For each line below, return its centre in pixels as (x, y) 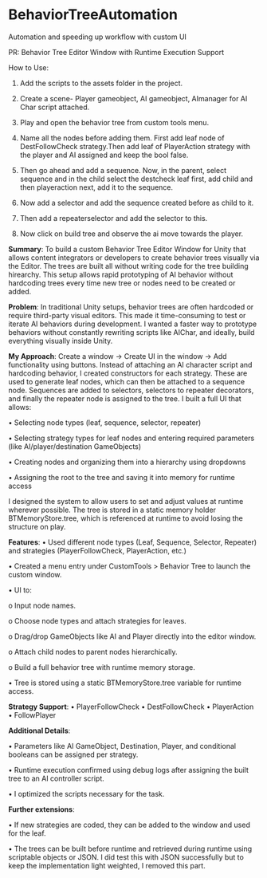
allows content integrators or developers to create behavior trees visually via (134, 258)
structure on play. (37, 526)
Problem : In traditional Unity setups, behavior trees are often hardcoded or (131, 307)
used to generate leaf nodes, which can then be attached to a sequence (127, 381)
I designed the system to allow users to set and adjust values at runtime (126, 501)
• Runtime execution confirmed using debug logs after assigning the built (129, 770)
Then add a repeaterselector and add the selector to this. (114, 218)
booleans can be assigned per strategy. (73, 754)
